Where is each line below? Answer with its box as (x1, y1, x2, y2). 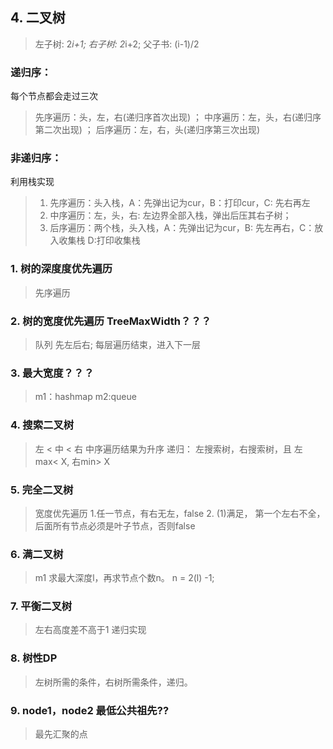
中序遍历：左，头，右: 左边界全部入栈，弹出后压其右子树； (49, 209, 292, 222)
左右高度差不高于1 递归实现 (34, 624, 147, 636)
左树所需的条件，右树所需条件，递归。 (34, 676, 193, 688)
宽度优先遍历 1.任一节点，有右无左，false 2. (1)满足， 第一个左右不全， (34, 507, 326, 519)
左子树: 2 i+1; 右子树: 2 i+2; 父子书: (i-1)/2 (34, 38, 200, 50)
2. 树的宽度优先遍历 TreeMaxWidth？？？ (10, 314, 212, 328)
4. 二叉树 (10, 9, 66, 27)
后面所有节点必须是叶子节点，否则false (34, 519, 196, 532)
